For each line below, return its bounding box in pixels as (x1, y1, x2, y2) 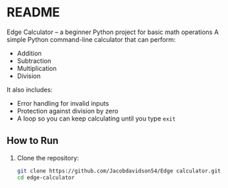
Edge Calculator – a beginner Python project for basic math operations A (6, 28, 219, 36)
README (6, 4, 60, 21)
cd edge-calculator (16, 174, 75, 181)
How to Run (6, 135, 59, 147)
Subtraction (16, 56, 51, 65)
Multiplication (16, 64, 58, 72)
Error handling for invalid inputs (16, 99, 109, 107)
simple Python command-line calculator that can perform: (6, 35, 176, 43)
